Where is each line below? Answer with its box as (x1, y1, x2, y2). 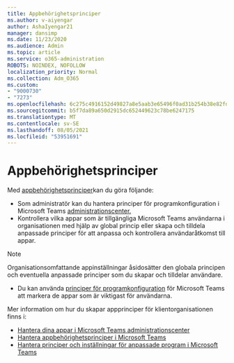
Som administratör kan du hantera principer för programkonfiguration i (17, 200, 219, 208)
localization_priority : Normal (7, 68, 98, 75)
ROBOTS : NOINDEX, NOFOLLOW (7, 62, 86, 69)
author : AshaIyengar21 (7, 23, 73, 30)
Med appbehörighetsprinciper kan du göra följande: (7, 186, 155, 195)
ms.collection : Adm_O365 (7, 74, 79, 82)
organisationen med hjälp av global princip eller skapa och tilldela (17, 222, 205, 230)
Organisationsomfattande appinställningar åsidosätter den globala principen (7, 264, 225, 272)
